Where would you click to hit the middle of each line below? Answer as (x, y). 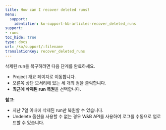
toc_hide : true (21, 38)
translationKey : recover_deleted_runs (45, 51)
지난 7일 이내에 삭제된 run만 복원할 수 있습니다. (58, 110)
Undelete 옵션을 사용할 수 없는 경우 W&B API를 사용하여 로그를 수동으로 (82, 116)
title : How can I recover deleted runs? (48, 10)
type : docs (16, 42)
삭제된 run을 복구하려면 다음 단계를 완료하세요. (50, 66)
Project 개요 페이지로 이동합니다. (44, 76)
